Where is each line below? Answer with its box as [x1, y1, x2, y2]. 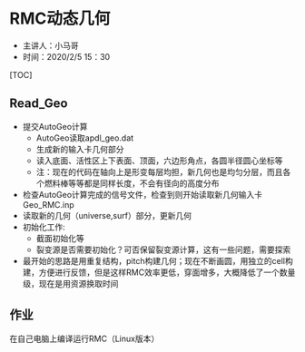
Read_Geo [9, 96, 68, 112]
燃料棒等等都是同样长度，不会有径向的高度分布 [44, 178, 220, 189]
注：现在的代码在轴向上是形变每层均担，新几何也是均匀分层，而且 [35, 166, 283, 177]
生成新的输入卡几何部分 [35, 143, 124, 154]
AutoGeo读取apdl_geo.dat [35, 132, 134, 143]
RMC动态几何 [9, 8, 111, 29]
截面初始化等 [35, 232, 84, 243]
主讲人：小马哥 [22, 40, 79, 51]
